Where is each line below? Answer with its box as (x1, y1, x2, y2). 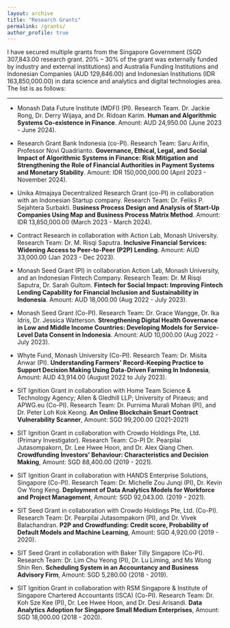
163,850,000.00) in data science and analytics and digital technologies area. (7, 77, 222, 86)
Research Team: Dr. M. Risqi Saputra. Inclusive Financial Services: (16, 239, 207, 247)
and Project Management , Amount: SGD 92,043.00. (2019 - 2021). (16, 493, 206, 501)
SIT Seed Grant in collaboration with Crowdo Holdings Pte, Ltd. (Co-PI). (16, 507, 218, 515)
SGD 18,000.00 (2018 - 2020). (16, 613, 103, 621)
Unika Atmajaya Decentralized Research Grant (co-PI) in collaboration (16, 189, 214, 197)
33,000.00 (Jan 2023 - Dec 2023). (16, 253, 115, 261)
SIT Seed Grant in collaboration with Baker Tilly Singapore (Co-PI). (16, 549, 205, 557)
